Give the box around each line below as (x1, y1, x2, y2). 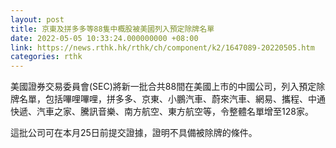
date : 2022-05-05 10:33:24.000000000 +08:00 (10, 33, 199, 43)
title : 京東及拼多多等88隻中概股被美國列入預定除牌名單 (10, 24, 215, 34)
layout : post (10, 14, 65, 25)
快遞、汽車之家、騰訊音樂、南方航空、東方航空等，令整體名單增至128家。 (10, 106, 314, 118)
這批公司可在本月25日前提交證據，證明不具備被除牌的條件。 (10, 127, 258, 139)
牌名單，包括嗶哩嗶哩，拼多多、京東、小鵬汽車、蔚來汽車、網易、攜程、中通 (10, 93, 326, 105)
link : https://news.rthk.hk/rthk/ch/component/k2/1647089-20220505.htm (10, 42, 315, 53)
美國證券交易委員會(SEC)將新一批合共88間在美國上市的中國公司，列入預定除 (10, 81, 326, 93)
